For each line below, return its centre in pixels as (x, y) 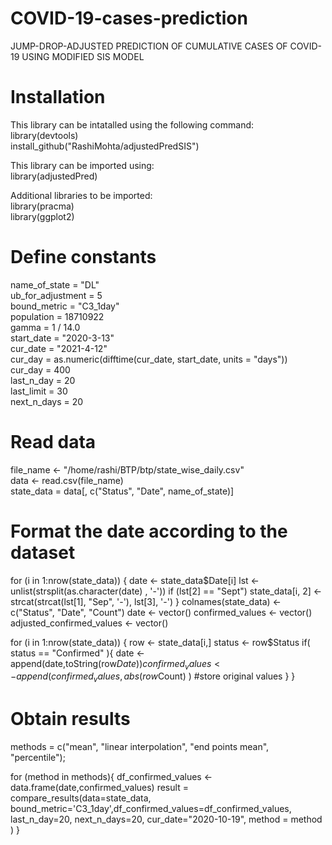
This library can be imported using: (82, 165)
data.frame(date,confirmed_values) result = (99, 788)
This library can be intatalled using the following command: (132, 124)
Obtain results (70, 719)
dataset (43, 552)
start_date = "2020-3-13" (62, 338)
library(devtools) (44, 135)
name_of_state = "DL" (55, 284)
